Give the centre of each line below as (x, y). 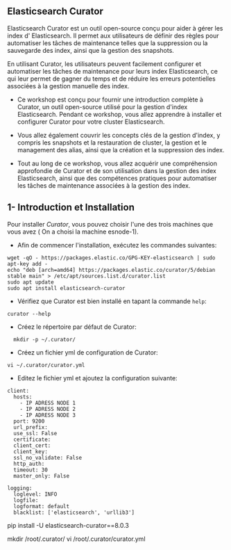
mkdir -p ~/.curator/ (45, 339)
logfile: (26, 500)
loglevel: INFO (35, 494)
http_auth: (29, 464)
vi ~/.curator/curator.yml (46, 365)
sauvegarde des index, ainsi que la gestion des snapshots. (91, 50)
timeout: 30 (31, 470)
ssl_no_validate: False (48, 458)
